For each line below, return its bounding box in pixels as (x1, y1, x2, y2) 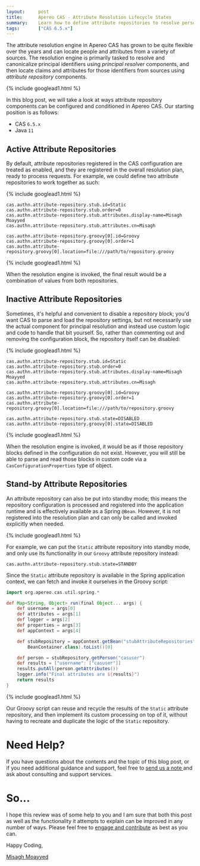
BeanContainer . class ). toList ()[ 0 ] (27, 644, 113, 650)
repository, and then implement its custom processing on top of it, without (6, 711, 187, 718)
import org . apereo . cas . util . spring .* (6, 589, 100, 595)
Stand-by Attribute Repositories (6, 479, 127, 489)
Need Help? (6, 739, 65, 752)
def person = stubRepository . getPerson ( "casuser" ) (17, 655, 145, 661)
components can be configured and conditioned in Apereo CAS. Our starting (6, 102, 194, 110)
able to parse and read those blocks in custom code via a (6, 455, 147, 462)
